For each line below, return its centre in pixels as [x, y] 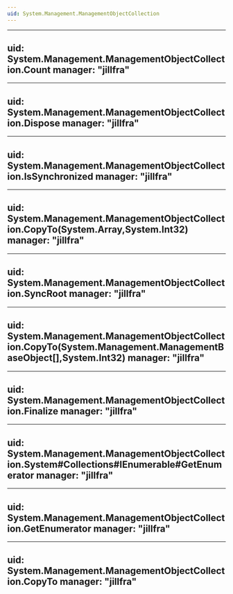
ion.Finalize [33, 411]
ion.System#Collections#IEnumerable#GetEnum [115, 465]
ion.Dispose [34, 123]
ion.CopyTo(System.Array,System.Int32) [98, 230]
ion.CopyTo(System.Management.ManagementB [115, 347]
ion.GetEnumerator [49, 528]
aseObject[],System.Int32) [67, 358]
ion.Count [29, 70]
